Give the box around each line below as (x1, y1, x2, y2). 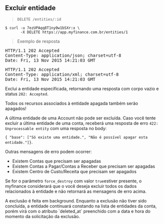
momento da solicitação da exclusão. (5, 213, 80, 219)
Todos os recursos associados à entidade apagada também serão (5, 100, 139, 106)
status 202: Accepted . (5, 90, 49, 97)
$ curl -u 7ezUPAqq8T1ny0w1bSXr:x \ (5, 25, 80, 30)
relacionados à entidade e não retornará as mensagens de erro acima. (5, 188, 147, 194)
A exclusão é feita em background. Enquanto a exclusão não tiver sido (5, 198, 147, 203)
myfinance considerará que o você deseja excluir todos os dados (5, 183, 137, 189)
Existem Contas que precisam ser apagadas (12, 158, 101, 164)
